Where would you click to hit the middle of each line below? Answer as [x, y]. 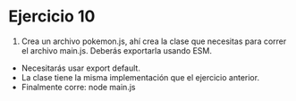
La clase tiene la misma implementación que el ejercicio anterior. [140, 77]
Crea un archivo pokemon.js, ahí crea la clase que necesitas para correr [154, 41]
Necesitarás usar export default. [80, 68]
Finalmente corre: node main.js [78, 87]
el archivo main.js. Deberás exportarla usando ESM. [116, 50]
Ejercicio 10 [52, 17]
